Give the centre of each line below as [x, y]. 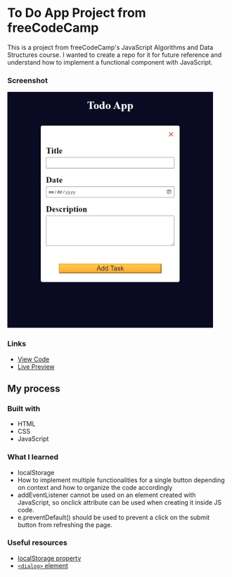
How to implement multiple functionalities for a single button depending [121, 480]
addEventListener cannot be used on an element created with [107, 495]
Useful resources [38, 543]
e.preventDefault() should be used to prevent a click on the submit [114, 517]
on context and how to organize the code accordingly [95, 487]
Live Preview [36, 366]
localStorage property [49, 558]
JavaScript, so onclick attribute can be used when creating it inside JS [120, 502]
